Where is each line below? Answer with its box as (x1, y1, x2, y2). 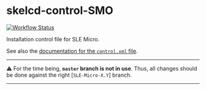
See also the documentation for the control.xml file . (6, 47, 138, 55)
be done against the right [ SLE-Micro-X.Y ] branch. (6, 71, 132, 78)
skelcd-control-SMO (6, 4, 113, 18)
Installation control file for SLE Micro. (6, 35, 100, 43)
